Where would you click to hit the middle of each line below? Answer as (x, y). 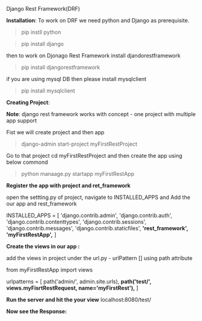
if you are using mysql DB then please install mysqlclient (77, 79)
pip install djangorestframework (60, 67)
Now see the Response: (37, 311)
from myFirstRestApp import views (50, 270)
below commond (27, 162)
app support (22, 121)
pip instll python (41, 32)
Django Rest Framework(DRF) (43, 9)
